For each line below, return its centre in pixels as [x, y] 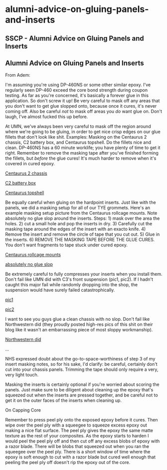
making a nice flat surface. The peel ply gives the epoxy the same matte [79, 430]
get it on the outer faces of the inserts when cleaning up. [64, 400]
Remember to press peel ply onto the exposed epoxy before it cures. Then [82, 420]
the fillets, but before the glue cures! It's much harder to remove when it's [81, 158]
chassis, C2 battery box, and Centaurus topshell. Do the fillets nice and [78, 142]
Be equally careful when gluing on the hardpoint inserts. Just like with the [81, 202]
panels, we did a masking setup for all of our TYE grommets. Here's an [78, 208]
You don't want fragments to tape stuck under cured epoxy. [67, 245]
